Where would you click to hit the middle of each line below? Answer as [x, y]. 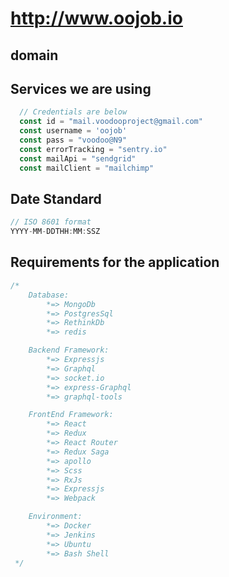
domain [34, 55]
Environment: [55, 517]
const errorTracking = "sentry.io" [93, 149]
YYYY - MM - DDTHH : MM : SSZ [55, 232]
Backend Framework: [69, 350]
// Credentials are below [73, 112]
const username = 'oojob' [73, 131]
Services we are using [81, 88]
